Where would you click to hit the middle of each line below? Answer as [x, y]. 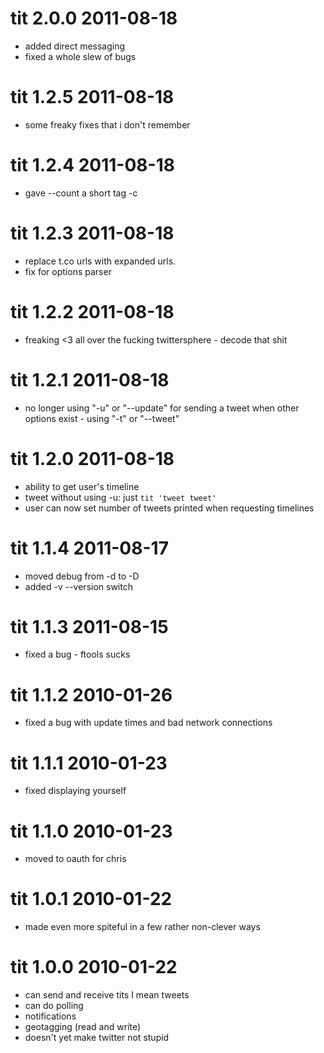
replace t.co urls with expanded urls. [100, 261]
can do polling [54, 1006]
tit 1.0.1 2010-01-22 [91, 899]
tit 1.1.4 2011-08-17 [89, 548]
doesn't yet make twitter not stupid [97, 1038]
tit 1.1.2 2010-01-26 [91, 694]
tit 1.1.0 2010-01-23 [91, 831]
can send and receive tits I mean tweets [107, 995]
